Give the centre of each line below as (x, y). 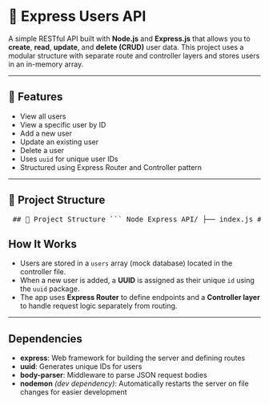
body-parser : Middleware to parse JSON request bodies (114, 375)
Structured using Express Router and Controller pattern (111, 167)
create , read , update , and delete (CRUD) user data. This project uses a (126, 47)
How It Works (43, 244)
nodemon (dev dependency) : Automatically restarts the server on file (134, 383)
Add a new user (46, 133)
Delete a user (42, 150)
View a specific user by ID (63, 124)
